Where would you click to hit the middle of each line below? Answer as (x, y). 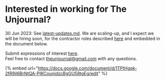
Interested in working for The (66, 9)
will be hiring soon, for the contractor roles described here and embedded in (83, 39)
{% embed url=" (22, 68)
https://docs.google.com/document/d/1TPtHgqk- (87, 68)
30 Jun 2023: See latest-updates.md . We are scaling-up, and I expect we (80, 33)
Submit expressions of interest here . (42, 53)
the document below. (27, 43)
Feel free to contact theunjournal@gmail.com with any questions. (71, 58)
